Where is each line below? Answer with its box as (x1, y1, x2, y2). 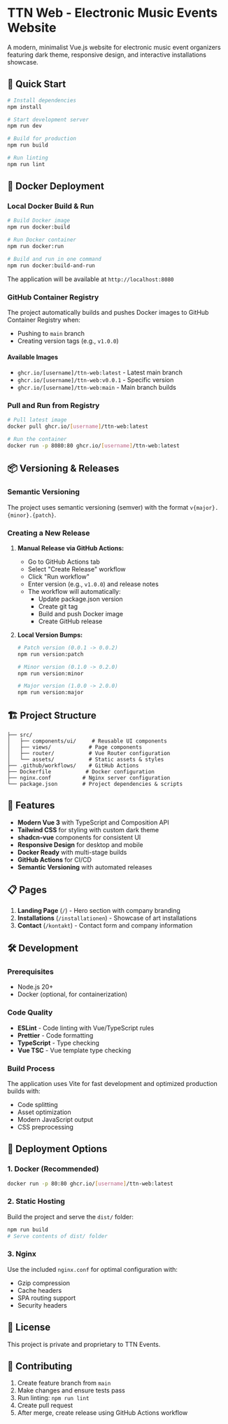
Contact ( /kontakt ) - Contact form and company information (17, 921, 193, 930)
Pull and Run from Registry (7, 401, 100, 411)
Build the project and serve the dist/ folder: (7, 1212, 134, 1221)
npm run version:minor (17, 670, 84, 677)
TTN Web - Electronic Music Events (7, 5, 218, 21)
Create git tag (38, 602, 78, 611)
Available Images (7, 353, 58, 361)
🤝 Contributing (7, 1360, 73, 1372)
